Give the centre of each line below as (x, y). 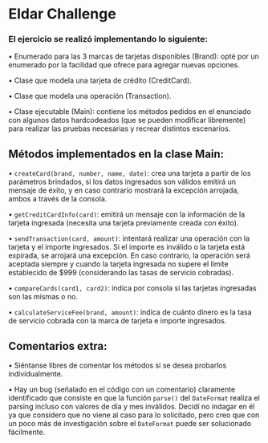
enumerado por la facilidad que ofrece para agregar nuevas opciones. (124, 65)
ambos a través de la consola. (58, 199)
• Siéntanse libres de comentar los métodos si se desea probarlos (118, 365)
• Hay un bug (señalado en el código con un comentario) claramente (122, 389)
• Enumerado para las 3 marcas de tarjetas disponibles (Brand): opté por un (134, 56)
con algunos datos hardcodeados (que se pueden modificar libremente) (127, 120)
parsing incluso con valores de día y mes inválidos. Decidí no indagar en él (132, 407)
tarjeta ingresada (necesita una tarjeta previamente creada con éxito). (124, 223)
